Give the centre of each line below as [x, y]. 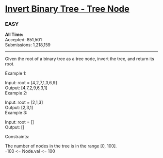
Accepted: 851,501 [24, 40]
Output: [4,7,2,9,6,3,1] [26, 88]
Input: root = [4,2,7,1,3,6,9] [31, 83]
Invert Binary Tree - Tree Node [67, 9]
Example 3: [16, 113]
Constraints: [17, 137]
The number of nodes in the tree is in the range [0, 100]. [61, 146]
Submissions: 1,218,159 [28, 45]
